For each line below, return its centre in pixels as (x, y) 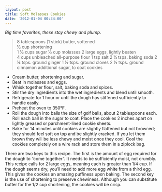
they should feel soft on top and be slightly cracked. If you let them (79, 134)
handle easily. (26, 103)
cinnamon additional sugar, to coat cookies (60, 68)
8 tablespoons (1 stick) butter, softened (56, 42)
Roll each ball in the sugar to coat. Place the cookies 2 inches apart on (82, 118)
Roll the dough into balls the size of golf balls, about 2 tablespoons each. (84, 113)
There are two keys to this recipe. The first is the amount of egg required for (81, 154)
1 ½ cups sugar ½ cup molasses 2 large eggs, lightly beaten (76, 52)
